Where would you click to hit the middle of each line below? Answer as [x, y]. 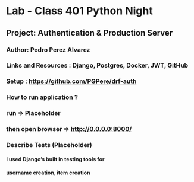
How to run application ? [42, 97]
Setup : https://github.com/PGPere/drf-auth [71, 81]
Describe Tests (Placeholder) [49, 145]
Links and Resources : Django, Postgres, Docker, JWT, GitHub [97, 65]
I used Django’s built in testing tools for [55, 159]
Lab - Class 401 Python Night [79, 11]
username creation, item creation [48, 173]
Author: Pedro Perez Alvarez [48, 50]
